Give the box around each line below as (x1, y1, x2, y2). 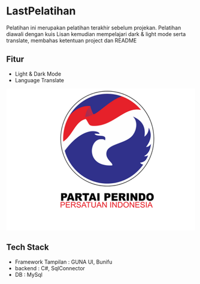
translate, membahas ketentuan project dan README (6, 37, 137, 44)
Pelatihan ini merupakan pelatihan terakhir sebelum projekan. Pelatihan (6, 24, 181, 31)
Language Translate (14, 76, 65, 83)
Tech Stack (6, 242, 49, 253)
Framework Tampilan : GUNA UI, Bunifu (14, 258, 113, 265)
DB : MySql (14, 271, 43, 278)
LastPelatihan (6, 4, 76, 18)
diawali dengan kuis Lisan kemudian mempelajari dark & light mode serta (6, 30, 186, 37)
